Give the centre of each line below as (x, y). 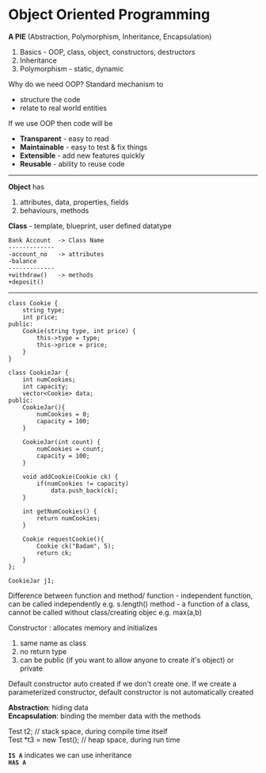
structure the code (50, 99)
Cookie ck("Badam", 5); (76, 546)
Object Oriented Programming (109, 15)
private (31, 668)
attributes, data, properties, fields (74, 202)
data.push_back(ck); (84, 490)
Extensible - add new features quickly (82, 155)
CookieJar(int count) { (62, 442)
